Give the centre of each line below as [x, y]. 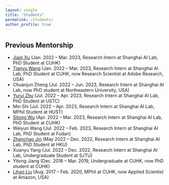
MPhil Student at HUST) [38, 112]
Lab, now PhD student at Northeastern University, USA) [71, 90]
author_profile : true [28, 24]
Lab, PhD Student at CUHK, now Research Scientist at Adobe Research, [88, 74]
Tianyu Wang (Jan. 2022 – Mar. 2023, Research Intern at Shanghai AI [85, 68]
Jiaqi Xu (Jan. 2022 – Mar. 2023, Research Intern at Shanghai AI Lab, [85, 57]
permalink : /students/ [29, 19]
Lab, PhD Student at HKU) [40, 145]
